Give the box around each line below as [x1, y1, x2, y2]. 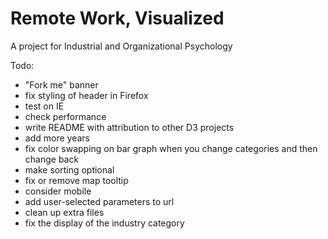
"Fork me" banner [24, 78, 99, 91]
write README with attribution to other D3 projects [24, 121, 235, 133]
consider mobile [24, 185, 92, 197]
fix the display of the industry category [24, 217, 185, 229]
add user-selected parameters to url [24, 195, 175, 207]
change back [24, 153, 80, 165]
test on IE [24, 100, 65, 112]
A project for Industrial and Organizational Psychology [10, 40, 233, 52]
